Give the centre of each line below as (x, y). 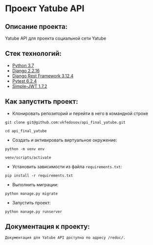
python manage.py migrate (31, 194)
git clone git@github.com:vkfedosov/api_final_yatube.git (65, 122)
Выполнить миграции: (35, 184)
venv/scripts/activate (28, 157)
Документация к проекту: (47, 227)
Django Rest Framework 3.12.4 (43, 76)
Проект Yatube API (45, 9)
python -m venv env (25, 149)
